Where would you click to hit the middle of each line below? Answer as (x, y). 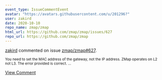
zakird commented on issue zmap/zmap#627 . (51, 50)
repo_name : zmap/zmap (27, 28)
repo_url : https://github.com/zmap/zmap (47, 37)
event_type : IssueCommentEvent (37, 9)
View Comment (20, 72)
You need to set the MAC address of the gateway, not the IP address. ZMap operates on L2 (81, 59)
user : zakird (18, 18)
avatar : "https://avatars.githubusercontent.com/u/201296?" (68, 14)
